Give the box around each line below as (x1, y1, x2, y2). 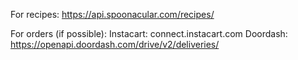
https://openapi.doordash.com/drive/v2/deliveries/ (10, 39, 220, 50)
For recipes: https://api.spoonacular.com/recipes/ (10, 9, 215, 20)
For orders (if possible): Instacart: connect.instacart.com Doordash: (10, 28, 288, 39)
